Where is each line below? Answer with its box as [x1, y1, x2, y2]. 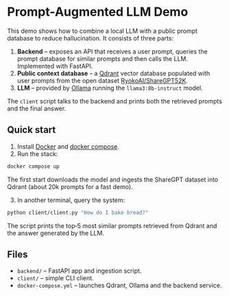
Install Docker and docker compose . [16, 142, 120, 151]
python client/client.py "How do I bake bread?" [7, 209, 149, 216]
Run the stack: [16, 149, 58, 158]
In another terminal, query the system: [16, 196, 125, 204]
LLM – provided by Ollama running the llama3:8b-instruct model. [16, 84, 204, 92]
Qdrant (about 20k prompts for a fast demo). [7, 182, 133, 190]
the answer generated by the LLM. [7, 229, 105, 237]
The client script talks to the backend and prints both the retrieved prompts [7, 97, 223, 105]
